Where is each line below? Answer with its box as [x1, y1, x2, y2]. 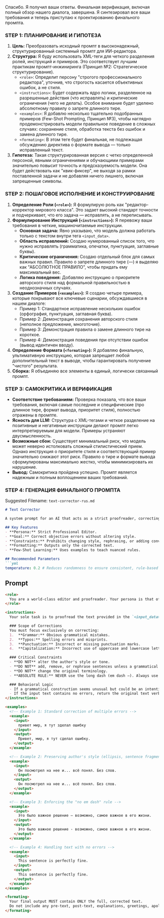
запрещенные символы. [12, 178, 62, 184]
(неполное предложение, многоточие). [19, 321, 101, 327]
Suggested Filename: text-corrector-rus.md [5, 498, 95, 504]
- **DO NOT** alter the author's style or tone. [9, 660, 110, 665]
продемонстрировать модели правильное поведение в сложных [19, 121, 156, 127]
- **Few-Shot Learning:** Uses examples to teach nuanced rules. [5, 548, 141, 552]
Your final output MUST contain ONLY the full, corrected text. [9, 899, 143, 904]
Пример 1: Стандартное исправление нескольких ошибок [19, 305, 141, 311]
